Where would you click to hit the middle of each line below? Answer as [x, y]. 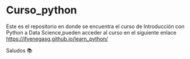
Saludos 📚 [19, 50]
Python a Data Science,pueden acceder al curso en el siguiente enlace [91, 32]
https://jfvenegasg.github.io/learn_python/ [57, 39]
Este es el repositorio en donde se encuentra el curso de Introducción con [95, 26]
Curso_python [42, 10]
